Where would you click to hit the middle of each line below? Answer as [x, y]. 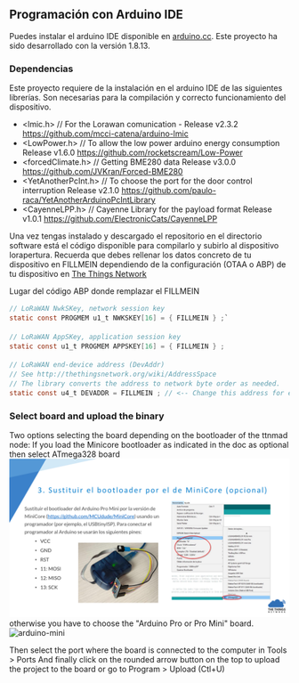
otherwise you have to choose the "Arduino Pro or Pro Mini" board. [132, 623]
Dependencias [41, 69]
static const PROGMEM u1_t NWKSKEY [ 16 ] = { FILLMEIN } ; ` [119, 318]
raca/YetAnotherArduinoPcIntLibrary [89, 200]
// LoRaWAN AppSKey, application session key [95, 337]
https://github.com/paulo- [169, 191]
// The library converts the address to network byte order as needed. [145, 384]
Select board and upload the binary [87, 416]
